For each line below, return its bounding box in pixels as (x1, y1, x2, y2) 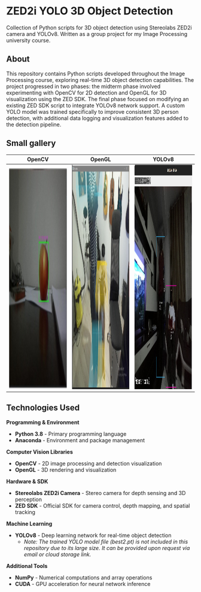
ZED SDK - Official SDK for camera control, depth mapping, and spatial (14, 502, 190, 509)
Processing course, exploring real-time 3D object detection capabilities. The (6, 76, 194, 83)
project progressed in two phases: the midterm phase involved (6, 83, 160, 90)
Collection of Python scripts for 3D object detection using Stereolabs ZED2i (6, 24, 193, 31)
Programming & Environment (6, 418, 80, 426)
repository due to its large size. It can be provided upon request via (23, 544, 190, 551)
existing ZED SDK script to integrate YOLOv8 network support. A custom (6, 102, 185, 109)
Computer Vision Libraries (6, 448, 74, 456)
